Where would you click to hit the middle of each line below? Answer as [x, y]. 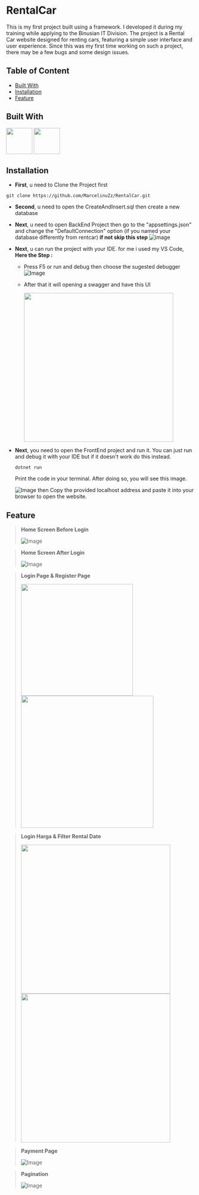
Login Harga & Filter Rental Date [61, 836]
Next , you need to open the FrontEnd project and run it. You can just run [103, 450]
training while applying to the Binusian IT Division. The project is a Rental [95, 33]
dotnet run [28, 468]
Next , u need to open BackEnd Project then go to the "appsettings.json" [103, 225]
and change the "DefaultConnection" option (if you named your [93, 231]
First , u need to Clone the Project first [61, 185]
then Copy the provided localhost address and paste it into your [116, 490]
